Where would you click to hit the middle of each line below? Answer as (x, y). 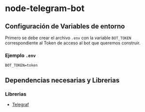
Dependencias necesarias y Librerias (62, 80)
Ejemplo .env (21, 55)
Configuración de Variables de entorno (65, 26)
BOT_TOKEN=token (21, 66)
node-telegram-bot (45, 8)
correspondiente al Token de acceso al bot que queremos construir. (73, 43)
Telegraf (20, 104)
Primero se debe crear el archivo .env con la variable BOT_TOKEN (68, 38)
